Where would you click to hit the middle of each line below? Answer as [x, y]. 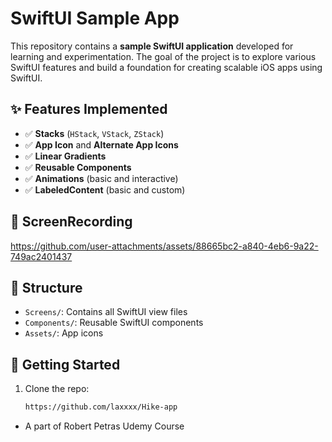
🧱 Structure [46, 287]
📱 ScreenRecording [71, 222]
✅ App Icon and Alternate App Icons [101, 144]
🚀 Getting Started [65, 364]
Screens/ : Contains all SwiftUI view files [106, 312]
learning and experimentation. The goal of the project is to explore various [163, 56]
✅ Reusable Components [78, 167]
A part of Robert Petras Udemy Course [104, 426]
